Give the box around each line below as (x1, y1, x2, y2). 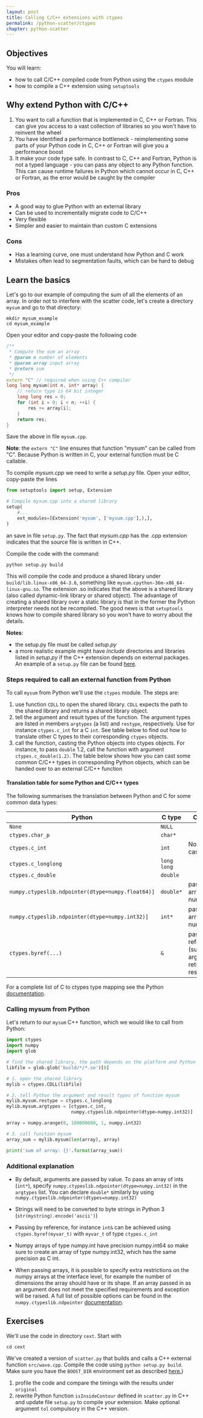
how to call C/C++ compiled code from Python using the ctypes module (14, 76, 193, 84)
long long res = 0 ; (17, 394, 66, 400)
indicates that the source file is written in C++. (6, 538, 121, 546)
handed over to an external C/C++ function (14, 765, 123, 772)
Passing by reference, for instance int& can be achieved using (14, 1224, 171, 1231)
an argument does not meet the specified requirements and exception (14, 1285, 189, 1293)
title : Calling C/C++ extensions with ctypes (6, 15, 123, 21)
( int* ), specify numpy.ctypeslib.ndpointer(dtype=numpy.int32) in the (14, 1182, 187, 1189)
